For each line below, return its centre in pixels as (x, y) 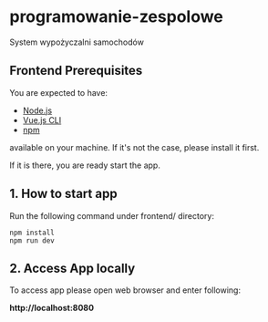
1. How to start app (63, 194)
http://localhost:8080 (52, 308)
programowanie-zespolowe (116, 17)
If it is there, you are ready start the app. (85, 165)
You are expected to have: (58, 92)
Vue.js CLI (42, 119)
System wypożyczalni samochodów (77, 42)
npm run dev (32, 240)
